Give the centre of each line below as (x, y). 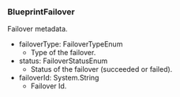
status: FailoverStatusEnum (63, 61)
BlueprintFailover (41, 12)
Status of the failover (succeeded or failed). (101, 69)
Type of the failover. (63, 53)
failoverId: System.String (59, 78)
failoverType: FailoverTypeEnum (71, 44)
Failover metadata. (37, 29)
